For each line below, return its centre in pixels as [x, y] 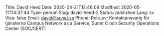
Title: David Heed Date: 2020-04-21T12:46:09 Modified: [63, 7]
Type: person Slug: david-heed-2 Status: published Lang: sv [92, 12]
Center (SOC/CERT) [26, 28]
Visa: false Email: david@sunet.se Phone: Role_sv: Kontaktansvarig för [77, 18]
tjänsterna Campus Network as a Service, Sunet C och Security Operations [82, 23]
